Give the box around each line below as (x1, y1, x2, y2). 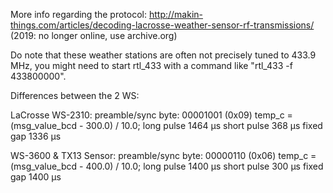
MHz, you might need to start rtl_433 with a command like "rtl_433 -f (10, 60, 293, 71)
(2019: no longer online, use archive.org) (10, 30, 178, 41)
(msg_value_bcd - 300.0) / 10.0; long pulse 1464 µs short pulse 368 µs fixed (10, 120, 323, 131)
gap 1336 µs (10, 130, 62, 142)
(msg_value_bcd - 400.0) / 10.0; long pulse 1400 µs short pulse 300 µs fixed (10, 160, 324, 172)
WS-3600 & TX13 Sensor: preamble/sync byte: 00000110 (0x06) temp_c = (10, 150, 317, 161)
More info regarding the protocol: (10, 9, 148, 20)
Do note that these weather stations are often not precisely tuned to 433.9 (10, 49, 317, 61)
